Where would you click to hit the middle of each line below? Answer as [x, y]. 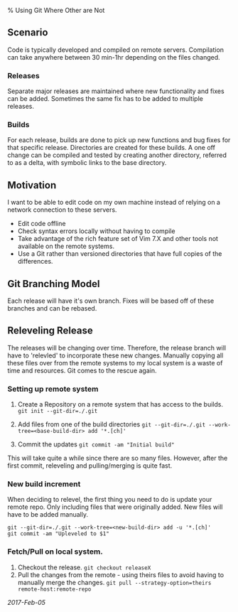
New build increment [44, 484]
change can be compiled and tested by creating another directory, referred [117, 155]
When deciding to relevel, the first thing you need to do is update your [110, 500]
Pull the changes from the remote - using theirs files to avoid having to [121, 574]
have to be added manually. [48, 515]
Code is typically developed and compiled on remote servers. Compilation [116, 50]
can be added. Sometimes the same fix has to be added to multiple [106, 99]
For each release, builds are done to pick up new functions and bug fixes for [119, 140]
